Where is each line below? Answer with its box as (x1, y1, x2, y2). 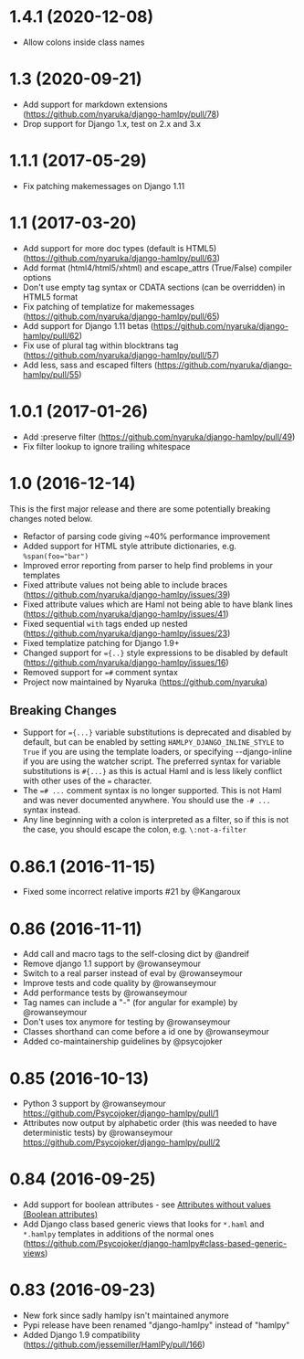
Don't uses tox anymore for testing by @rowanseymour (22, 1016, 231, 1027)
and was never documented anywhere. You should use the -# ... (22, 795, 271, 806)
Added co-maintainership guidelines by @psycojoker (22, 1035, 223, 1047)
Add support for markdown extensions (22, 99, 168, 110)
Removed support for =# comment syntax (22, 666, 178, 677)
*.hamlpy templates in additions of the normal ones (22, 1228, 215, 1239)
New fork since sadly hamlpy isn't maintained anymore (22, 1310, 230, 1322)
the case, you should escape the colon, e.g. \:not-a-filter (22, 824, 247, 835)
